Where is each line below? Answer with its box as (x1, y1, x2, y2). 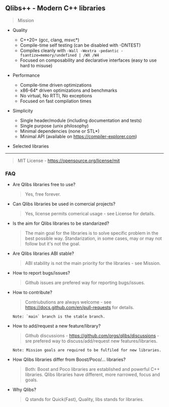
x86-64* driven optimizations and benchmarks (20, 87, 117, 93)
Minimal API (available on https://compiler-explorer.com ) (20, 133, 137, 140)
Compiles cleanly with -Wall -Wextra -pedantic (20, 47, 119, 53)
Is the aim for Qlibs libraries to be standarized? (12, 220, 110, 226)
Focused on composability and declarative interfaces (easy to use (20, 57, 157, 63)
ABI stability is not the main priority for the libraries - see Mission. (25, 260, 161, 266)
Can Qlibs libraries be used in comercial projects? (12, 201, 116, 207)
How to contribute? (12, 290, 53, 296)
